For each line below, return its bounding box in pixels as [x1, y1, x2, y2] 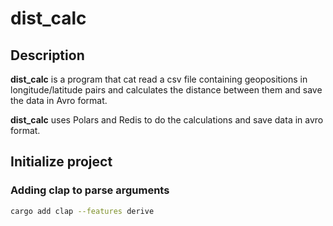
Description [10, 47, 85, 64]
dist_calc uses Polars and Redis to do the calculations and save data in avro [10, 114, 324, 126]
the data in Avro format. [10, 95, 108, 106]
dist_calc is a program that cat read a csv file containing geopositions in [10, 73, 308, 85]
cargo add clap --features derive [10, 206, 155, 216]
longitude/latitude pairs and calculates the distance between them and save [10, 84, 323, 96]
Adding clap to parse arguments [10, 183, 170, 197]
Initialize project [10, 153, 113, 171]
